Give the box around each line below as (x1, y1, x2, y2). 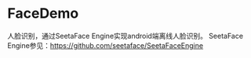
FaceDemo (7, 5, 79, 22)
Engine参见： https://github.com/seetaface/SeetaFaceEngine (7, 40, 204, 50)
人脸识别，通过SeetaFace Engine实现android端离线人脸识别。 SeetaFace (7, 31, 244, 40)
